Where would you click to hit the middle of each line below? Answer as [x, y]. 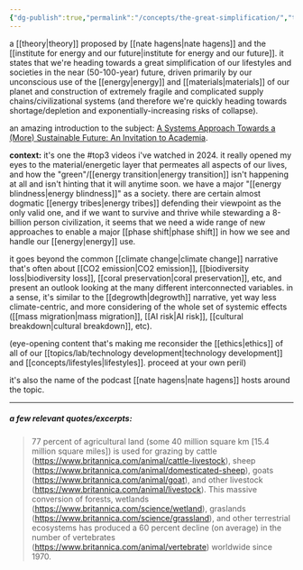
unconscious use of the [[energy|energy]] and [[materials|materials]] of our [150, 81]
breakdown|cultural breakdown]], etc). [81, 326]
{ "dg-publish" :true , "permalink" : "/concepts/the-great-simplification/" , [149, 18]
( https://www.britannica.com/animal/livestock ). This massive [144, 489]
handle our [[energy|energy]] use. [73, 241]
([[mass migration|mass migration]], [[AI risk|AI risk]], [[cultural [126, 316]
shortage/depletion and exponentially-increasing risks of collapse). [134, 110]
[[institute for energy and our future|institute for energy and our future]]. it [147, 53]
